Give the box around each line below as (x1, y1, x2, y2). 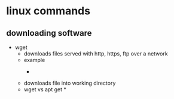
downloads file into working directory (23, 79, 116, 86)
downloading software (6, 28, 92, 38)
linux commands (6, 4, 91, 18)
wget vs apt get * (23, 86, 67, 93)
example (23, 57, 45, 63)
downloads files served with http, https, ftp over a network (23, 50, 169, 57)
